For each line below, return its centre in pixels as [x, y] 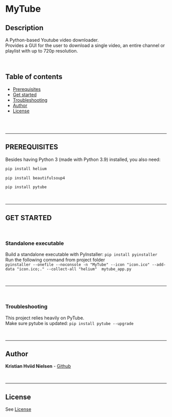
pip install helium [26, 169]
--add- [159, 265]
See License [18, 409]
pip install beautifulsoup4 [35, 178]
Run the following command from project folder [55, 260]
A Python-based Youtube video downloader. [52, 40]
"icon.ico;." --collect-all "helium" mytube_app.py [74, 269]
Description [24, 28]
